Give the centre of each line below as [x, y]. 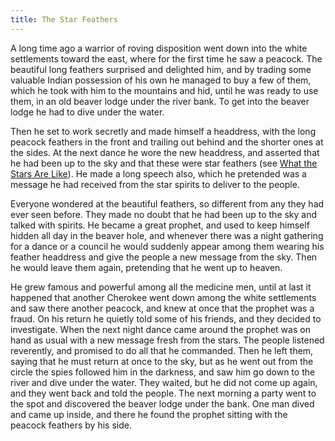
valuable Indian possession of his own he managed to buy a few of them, [161, 80]
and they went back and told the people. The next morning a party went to [163, 393]
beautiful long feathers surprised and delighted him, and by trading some [161, 69]
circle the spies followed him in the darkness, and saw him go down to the [163, 372]
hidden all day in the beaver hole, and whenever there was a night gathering [167, 235]
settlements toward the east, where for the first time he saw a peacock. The [166, 58]
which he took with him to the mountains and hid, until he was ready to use [164, 90]
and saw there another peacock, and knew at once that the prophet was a [162, 308]
